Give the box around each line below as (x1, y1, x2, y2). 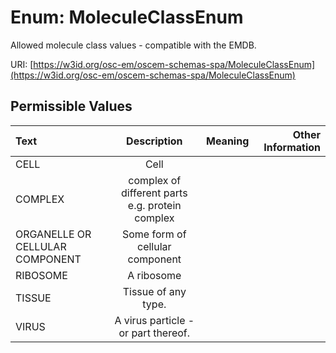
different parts (121, 186, 188, 200)
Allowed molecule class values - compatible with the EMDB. (10, 39, 257, 51)
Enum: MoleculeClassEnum (10, 6, 244, 29)
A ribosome (127, 268, 182, 282)
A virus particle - (114, 313, 195, 327)
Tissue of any (122, 284, 187, 298)
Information (263, 140, 321, 154)
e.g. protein (127, 198, 182, 212)
